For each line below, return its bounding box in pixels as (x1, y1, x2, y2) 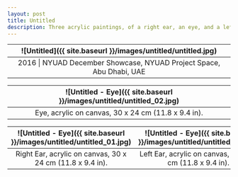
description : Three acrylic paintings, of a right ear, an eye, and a (7, 23, 220, 30)
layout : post (7, 10, 46, 18)
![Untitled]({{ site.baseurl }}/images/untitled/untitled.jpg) (21, 46, 217, 56)
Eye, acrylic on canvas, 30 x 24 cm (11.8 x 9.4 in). (35, 108, 203, 118)
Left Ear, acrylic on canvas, (139, 149, 230, 159)
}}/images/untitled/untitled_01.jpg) (11, 137, 132, 147)
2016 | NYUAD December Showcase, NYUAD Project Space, (17, 58, 221, 68)
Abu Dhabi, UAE (92, 67, 146, 76)
